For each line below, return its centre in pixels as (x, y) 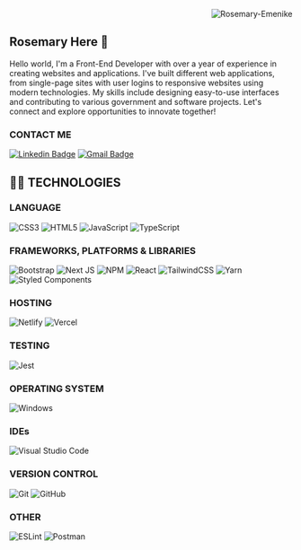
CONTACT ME (40, 135)
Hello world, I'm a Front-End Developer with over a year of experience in (143, 64)
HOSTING (31, 303)
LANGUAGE (35, 208)
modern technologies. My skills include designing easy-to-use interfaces (145, 92)
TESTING (30, 345)
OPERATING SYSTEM (57, 388)
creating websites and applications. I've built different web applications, (142, 73)
